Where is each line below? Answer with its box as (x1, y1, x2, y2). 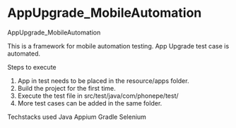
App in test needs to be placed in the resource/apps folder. (17, 76, 189, 85)
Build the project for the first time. (17, 84, 117, 92)
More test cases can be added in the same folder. (17, 98, 163, 107)
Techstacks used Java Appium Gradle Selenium (7, 113, 147, 121)
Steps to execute (7, 63, 57, 71)
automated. (7, 49, 41, 58)
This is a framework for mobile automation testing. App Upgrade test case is (7, 41, 230, 50)
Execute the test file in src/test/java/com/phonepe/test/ (17, 91, 179, 100)
